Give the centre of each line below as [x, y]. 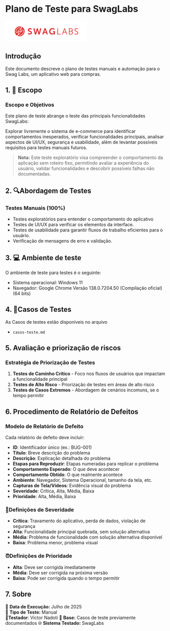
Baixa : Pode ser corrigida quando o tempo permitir [66, 578]
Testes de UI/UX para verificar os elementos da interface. [73, 225]
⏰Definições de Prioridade [39, 556]
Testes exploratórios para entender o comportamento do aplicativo [83, 219]
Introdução [23, 56]
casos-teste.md [29, 332]
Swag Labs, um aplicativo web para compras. [53, 74]
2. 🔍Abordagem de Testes [48, 191]
